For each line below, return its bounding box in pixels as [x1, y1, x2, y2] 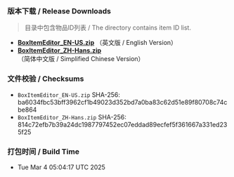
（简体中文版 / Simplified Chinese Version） [17, 55, 145, 63]
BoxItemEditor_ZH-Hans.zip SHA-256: [17, 112, 126, 121]
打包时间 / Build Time [7, 146, 79, 156]
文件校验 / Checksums [7, 74, 84, 84]
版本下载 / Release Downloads [7, 6, 111, 15]
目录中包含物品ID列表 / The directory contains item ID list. [24, 23, 192, 32]
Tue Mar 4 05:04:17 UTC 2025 [17, 163, 105, 171]
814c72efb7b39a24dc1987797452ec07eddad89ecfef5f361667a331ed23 [17, 120, 228, 129]
